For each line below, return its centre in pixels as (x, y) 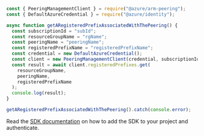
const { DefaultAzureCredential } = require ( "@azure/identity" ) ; (90, 14)
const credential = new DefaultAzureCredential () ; (77, 54)
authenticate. (23, 127)
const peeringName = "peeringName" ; (58, 42)
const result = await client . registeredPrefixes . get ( (81, 65)
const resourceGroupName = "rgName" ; (59, 36)
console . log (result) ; (39, 93)
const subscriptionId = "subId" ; (54, 31)
